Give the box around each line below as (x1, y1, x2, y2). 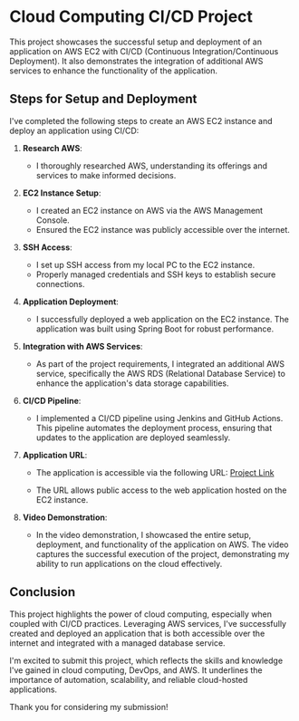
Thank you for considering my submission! (9, 701, 169, 712)
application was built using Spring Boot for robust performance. (35, 323, 275, 334)
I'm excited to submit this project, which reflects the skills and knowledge (9, 655, 284, 666)
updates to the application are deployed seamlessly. (35, 432, 231, 443)
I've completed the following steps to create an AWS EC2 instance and (9, 115, 274, 126)
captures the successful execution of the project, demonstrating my (35, 548, 290, 559)
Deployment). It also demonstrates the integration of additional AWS (9, 55, 264, 66)
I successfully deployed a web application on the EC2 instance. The (35, 313, 290, 324)
